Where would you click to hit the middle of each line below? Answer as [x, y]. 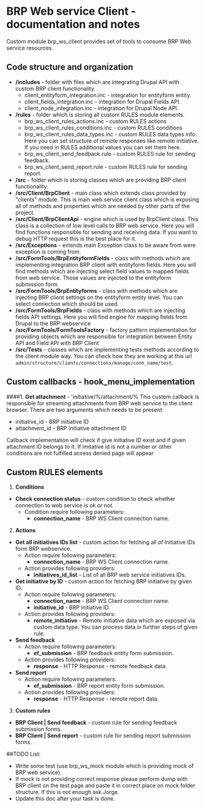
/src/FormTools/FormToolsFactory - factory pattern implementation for [106, 330]
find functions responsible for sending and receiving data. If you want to [106, 232]
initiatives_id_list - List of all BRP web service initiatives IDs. [110, 575]
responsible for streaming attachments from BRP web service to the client [99, 403]
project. [25, 212]
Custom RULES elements [55, 472]
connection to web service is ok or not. [65, 505]
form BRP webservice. [43, 549]
